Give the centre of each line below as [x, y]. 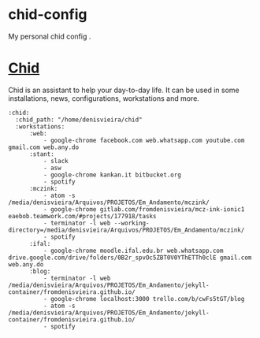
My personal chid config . [50, 36]
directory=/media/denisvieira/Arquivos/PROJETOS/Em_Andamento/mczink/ [126, 230]
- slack [56, 161]
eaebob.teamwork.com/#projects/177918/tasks [82, 216]
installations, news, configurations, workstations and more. [104, 98]
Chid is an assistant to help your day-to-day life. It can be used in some [124, 90]
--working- [132, 223]
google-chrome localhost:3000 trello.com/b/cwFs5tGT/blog [147, 299]
